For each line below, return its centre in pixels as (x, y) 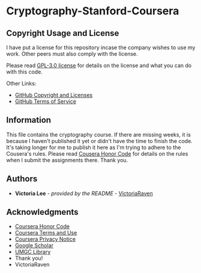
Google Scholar (34, 245)
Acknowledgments (43, 212)
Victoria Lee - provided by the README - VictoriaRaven (84, 193)
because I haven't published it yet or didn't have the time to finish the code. (100, 141)
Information (29, 120)
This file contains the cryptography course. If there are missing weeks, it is (98, 134)
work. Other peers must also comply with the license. (72, 54)
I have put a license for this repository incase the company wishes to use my (101, 47)
